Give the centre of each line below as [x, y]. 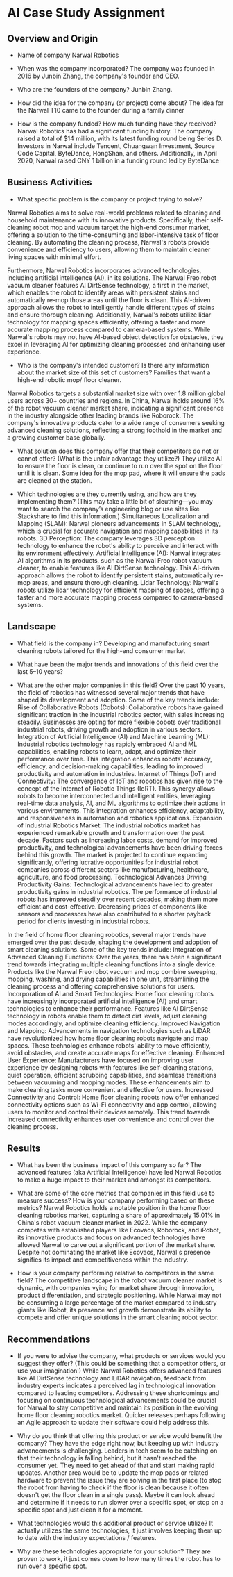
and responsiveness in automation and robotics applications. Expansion [120, 818]
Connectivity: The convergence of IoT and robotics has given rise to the [120, 781]
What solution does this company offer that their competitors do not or [118, 451]
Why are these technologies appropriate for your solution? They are [114, 1551]
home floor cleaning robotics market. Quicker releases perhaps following [121, 1415]
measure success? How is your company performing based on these [116, 1200]
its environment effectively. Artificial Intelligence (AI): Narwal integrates [119, 553]
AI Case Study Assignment [86, 13]
